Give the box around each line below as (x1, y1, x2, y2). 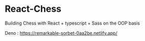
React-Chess (5, 3, 62, 15)
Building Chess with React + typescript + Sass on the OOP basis (5, 20, 140, 26)
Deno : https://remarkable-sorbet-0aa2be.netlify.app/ (5, 30, 118, 36)
